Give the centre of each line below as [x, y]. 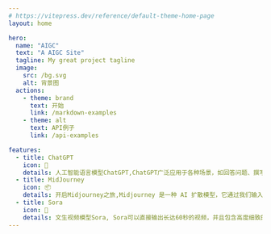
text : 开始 [47, 106]
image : [27, 68]
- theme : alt [45, 121]
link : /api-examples [64, 136]
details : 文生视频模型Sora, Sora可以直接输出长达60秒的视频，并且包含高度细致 [142, 217]
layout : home [30, 23]
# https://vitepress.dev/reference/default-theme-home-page [112, 16]
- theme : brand [48, 98]
